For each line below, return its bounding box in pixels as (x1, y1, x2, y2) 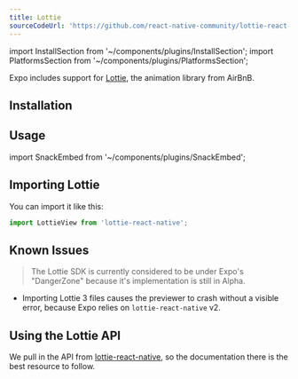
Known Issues (9, 242, 90, 257)
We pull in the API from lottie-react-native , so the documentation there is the (9, 351, 288, 362)
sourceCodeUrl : (9, 21, 66, 30)
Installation (9, 98, 73, 113)
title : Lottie (9, 12, 62, 22)
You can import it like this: (9, 201, 104, 211)
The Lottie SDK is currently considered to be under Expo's (30, 266, 244, 277)
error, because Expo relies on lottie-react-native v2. (21, 303, 222, 313)
